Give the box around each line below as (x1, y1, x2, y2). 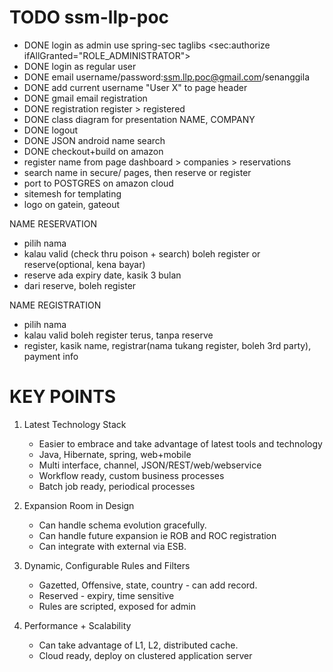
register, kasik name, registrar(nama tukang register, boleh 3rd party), (23, 339, 312, 351)
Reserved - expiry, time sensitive (38, 589, 175, 601)
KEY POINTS (9, 386, 117, 408)
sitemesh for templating (23, 187, 122, 200)
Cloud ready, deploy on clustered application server (38, 649, 253, 661)
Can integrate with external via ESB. (38, 540, 187, 552)
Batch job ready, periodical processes (38, 480, 196, 492)
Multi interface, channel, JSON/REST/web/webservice (38, 459, 262, 471)
